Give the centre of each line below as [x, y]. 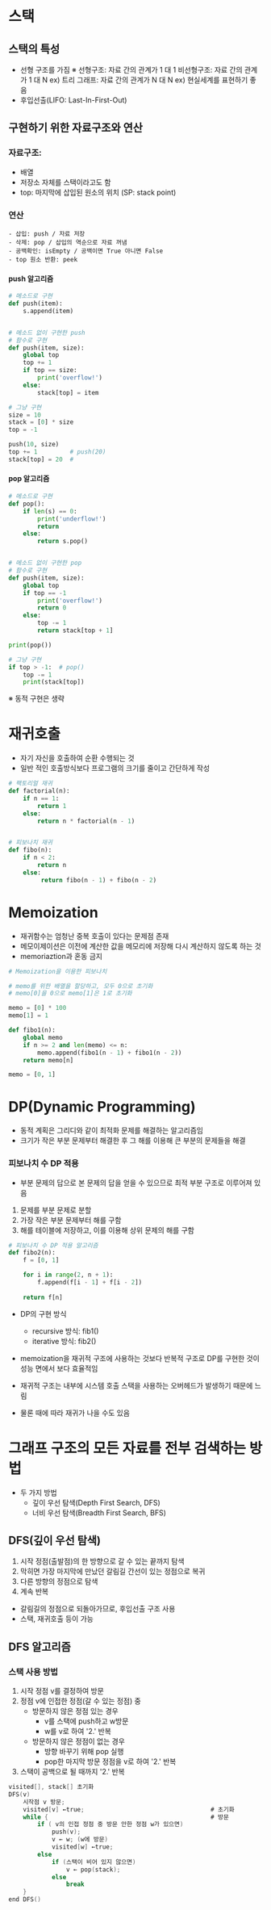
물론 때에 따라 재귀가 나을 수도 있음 [75, 1413]
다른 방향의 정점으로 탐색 [59, 1581]
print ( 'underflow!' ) [72, 519]
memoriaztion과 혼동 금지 [61, 956]
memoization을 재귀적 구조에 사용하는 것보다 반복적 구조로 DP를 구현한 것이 [140, 1358]
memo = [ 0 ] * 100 [38, 1008]
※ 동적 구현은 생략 [36, 698]
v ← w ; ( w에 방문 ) [80, 1840]
